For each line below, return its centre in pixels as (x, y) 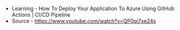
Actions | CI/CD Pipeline (41, 15)
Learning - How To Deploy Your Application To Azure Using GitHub (93, 9)
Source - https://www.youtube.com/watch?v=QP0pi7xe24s (84, 21)
